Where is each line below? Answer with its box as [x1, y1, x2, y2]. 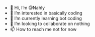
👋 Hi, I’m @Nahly [10, 5, 45, 10]
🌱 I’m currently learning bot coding [10, 15, 82, 21]
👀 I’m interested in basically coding [10, 10, 83, 16]
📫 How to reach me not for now [10, 26, 77, 32]
